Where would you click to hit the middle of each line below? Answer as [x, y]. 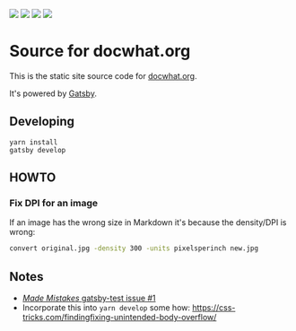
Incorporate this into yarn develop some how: [106, 308]
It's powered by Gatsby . [53, 93]
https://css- [214, 308]
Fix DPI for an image [54, 204]
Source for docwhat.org [100, 52]
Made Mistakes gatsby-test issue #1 [89, 298]
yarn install [34, 142]
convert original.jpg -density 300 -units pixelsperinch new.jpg [134, 248]
